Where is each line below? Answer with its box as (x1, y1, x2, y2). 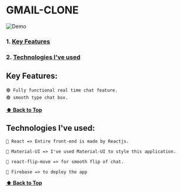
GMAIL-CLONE (6, 4, 79, 17)
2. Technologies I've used (6, 53, 81, 61)
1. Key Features (6, 37, 51, 46)
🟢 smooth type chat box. (6, 95, 68, 100)
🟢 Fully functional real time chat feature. (6, 87, 118, 93)
